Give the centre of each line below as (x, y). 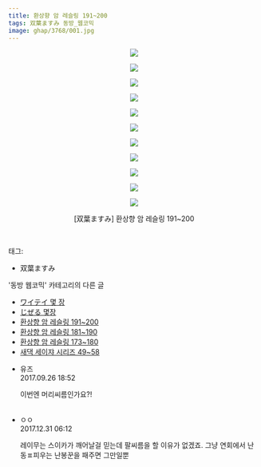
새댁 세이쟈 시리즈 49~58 (59, 352)
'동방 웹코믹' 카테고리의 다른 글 (56, 285)
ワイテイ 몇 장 (42, 302)
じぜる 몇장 (38, 312)
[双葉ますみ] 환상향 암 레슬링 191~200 (134, 219)
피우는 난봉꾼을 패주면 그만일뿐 (81, 455)
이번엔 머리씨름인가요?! (56, 394)
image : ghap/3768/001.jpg (51, 30)
